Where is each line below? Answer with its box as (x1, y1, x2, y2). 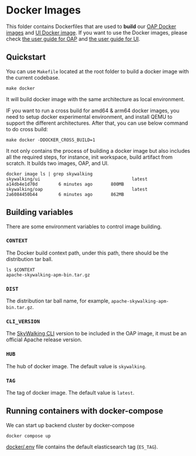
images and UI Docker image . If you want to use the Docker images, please (6, 29, 188, 36)
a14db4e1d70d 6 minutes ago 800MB (6, 181, 125, 187)
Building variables (6, 207, 73, 217)
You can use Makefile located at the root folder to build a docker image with (6, 68, 189, 75)
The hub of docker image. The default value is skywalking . (6, 362, 147, 369)
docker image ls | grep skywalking (6, 171, 93, 177)
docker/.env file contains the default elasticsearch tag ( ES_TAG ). (6, 443, 158, 450)
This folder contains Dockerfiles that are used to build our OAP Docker (6, 23, 177, 30)
